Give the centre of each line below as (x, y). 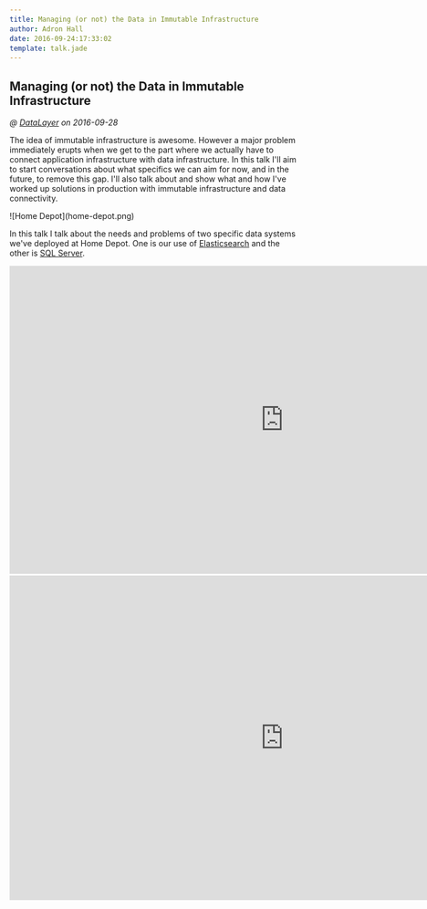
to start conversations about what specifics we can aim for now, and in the (149, 170)
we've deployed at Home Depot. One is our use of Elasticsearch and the (145, 244)
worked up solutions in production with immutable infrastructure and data (147, 189)
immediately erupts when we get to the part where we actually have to (141, 150)
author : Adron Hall (47, 29)
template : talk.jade (49, 48)
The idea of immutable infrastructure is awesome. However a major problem (153, 141)
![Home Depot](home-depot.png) (72, 216)
